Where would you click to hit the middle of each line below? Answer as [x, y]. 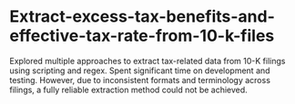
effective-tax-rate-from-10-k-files [142, 36]
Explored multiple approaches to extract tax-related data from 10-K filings [147, 61]
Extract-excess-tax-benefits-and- [142, 17]
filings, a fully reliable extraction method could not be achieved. [128, 90]
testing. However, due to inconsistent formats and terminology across [140, 80]
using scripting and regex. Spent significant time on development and [140, 71]
